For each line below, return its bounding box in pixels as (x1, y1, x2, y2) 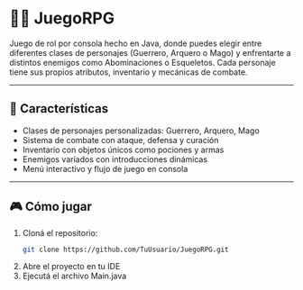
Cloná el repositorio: (22, 227, 98, 238)
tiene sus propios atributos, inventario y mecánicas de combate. (9, 67, 248, 77)
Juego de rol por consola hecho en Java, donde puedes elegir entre (9, 38, 262, 49)
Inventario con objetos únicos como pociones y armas (22, 144, 225, 155)
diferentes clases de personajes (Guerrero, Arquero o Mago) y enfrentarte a (9, 47, 291, 58)
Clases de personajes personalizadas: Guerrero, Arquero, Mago (22, 125, 260, 136)
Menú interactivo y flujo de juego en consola (22, 163, 188, 174)
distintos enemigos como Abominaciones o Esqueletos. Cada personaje (9, 57, 277, 68)
